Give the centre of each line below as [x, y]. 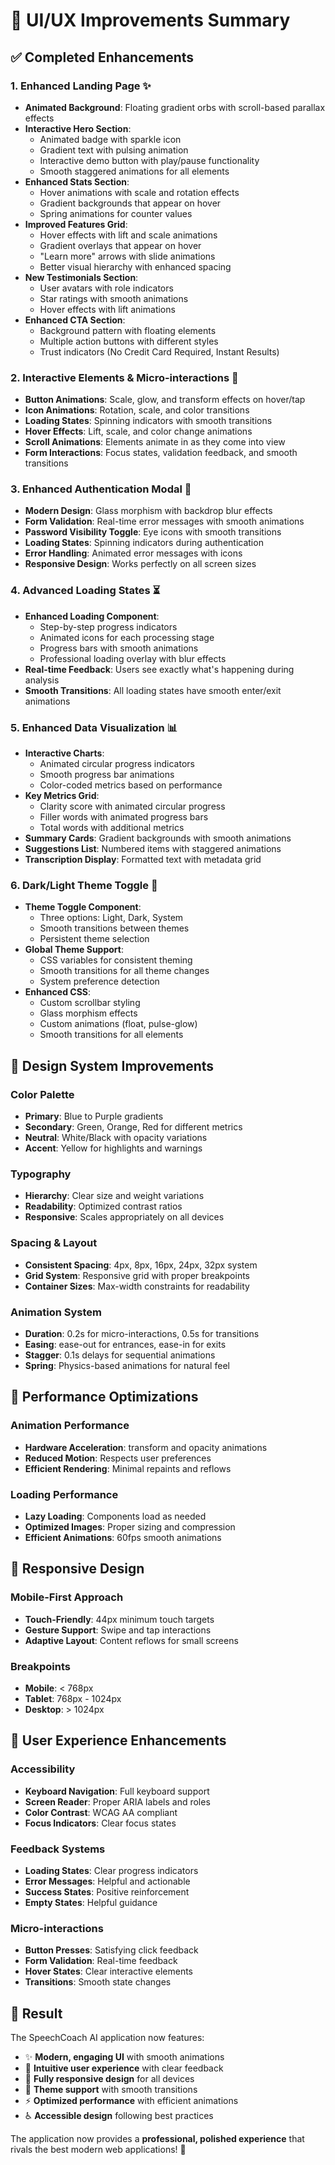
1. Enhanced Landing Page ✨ [81, 86]
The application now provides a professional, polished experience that [157, 2138]
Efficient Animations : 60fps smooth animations [123, 1537]
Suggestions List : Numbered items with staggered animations [153, 849]
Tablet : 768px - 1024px [73, 1698]
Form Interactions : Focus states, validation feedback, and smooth [161, 453]
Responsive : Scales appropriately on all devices [124, 1217]
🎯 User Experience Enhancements [118, 1740]
